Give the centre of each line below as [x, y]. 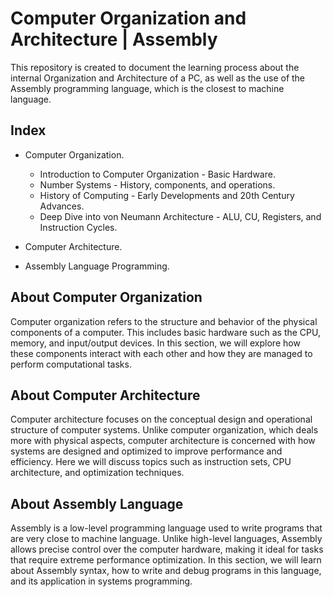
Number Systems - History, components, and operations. [157, 184]
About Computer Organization [106, 297]
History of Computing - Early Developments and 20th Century [167, 195]
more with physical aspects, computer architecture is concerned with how [163, 441]
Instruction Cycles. [78, 227]
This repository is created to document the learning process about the [155, 67]
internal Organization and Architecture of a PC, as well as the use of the [158, 78]
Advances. [62, 206]
